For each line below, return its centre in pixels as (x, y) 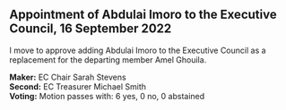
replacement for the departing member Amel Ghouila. (108, 59)
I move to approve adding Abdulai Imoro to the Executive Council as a (138, 50)
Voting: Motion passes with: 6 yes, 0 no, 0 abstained (107, 96)
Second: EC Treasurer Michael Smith (78, 86)
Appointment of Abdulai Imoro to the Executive (143, 15)
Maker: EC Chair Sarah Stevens (68, 77)
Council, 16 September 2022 (91, 29)
